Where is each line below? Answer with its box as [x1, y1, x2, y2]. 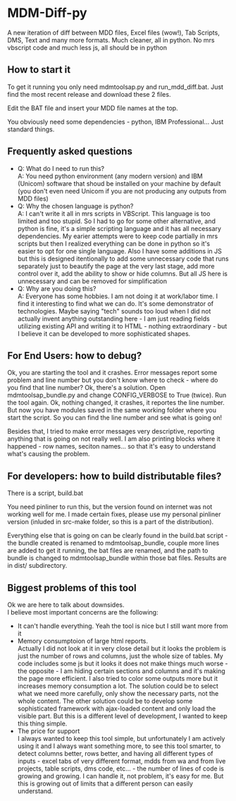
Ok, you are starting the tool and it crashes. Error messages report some [7, 369, 218, 377]
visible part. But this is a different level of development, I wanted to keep [17, 712, 228, 720]
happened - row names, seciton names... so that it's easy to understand [7, 442, 216, 451]
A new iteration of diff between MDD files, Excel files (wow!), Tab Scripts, [7, 28, 220, 37]
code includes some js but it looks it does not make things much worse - [17, 659, 228, 667]
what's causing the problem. [7, 450, 90, 458]
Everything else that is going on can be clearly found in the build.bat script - [7, 531, 228, 540]
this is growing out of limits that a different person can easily [17, 779, 194, 788]
